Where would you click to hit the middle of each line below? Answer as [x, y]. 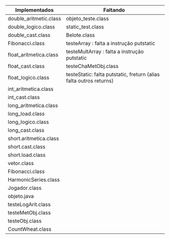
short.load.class [27, 155]
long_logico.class [28, 122]
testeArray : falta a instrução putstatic [111, 43]
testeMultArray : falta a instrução [105, 52]
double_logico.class [31, 27]
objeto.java [21, 196]
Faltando [114, 10]
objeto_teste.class [88, 19]
